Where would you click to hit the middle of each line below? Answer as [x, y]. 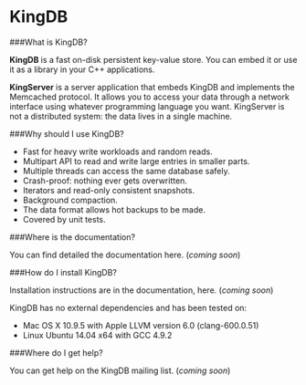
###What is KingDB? [49, 42]
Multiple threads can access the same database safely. [126, 171]
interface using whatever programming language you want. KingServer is [147, 106]
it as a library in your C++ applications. [82, 69]
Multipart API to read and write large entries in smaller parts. [136, 161]
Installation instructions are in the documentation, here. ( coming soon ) [142, 290]
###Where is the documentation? [72, 237]
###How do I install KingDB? [63, 272]
